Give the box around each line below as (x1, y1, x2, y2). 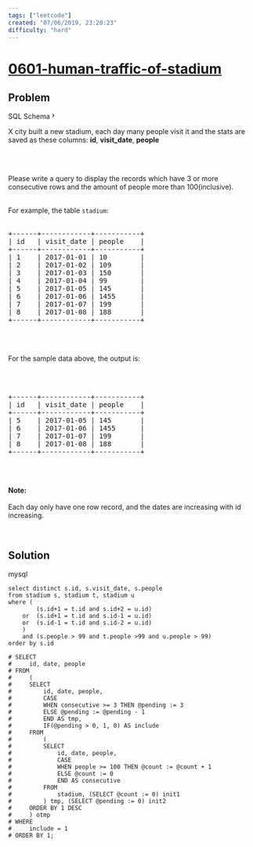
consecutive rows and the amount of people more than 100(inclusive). (8, 182, 234, 192)
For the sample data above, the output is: (8, 354, 141, 363)
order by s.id (8, 640, 55, 648)
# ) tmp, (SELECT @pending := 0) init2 (8, 798, 167, 805)
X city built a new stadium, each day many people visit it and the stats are (8, 127, 246, 136)
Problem (8, 91, 51, 104)
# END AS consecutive (8, 777, 121, 785)
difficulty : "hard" (8, 26, 72, 34)
